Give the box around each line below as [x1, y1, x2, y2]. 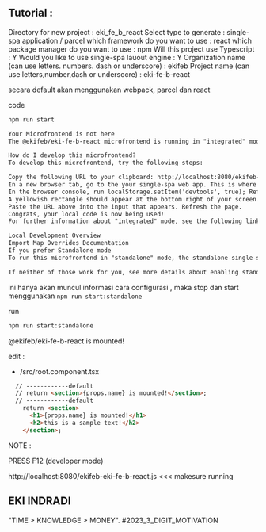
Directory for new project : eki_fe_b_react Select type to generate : [8, 27, 226, 36]
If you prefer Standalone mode [8, 247, 112, 255]
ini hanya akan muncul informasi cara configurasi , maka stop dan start [8, 282, 239, 292]
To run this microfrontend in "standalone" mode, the [8, 254, 190, 262]
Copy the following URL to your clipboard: [8, 174, 154, 182]
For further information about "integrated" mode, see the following [8, 217, 243, 225]
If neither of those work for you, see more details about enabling [8, 268, 239, 276]
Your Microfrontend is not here [8, 130, 115, 138]
